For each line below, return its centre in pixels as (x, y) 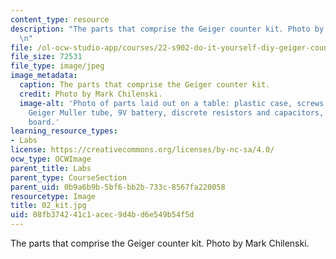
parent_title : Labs (51, 168)
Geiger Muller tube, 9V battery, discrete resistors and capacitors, (176, 112)
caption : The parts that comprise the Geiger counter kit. (145, 85)
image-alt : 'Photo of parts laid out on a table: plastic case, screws (172, 103)
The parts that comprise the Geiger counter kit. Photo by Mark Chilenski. (160, 243)
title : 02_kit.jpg (48, 206)
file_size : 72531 (46, 57)
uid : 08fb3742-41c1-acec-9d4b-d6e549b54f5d (102, 215)
